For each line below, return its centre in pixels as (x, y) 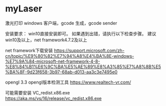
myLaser (24, 9)
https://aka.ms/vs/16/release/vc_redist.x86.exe (53, 98)
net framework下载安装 (29, 50)
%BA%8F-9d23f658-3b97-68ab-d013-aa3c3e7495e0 (61, 72)
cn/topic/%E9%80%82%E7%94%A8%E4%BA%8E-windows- (69, 56)
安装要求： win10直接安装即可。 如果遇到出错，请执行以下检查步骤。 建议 (81, 33)
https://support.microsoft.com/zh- (89, 50)
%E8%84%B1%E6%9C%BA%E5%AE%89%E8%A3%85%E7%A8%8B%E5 (83, 66)
